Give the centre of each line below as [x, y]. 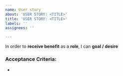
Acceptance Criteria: [31, 59]
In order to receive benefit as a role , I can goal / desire [61, 46]
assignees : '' [20, 28]
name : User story [23, 10]
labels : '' [16, 23]
